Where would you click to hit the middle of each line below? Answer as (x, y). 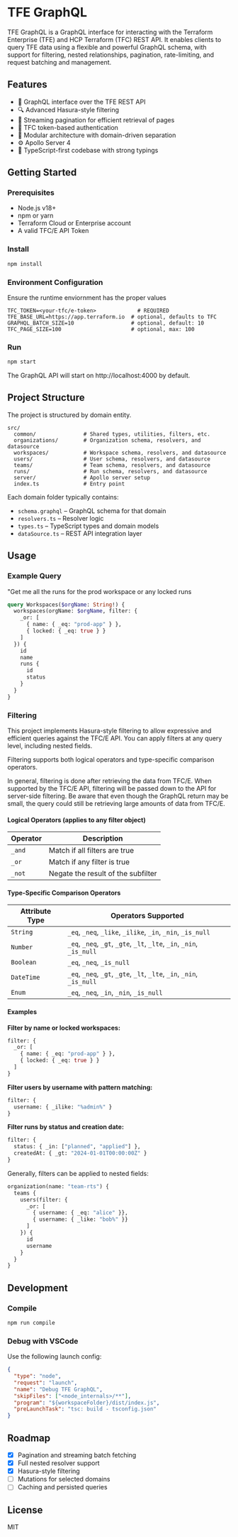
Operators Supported (147, 916)
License (25, 1510)
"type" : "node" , (38, 1376)
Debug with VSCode (43, 1341)
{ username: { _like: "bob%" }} (81, 1219)
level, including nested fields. (50, 746)
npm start (22, 362)
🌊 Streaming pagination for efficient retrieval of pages (96, 120)
